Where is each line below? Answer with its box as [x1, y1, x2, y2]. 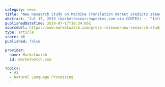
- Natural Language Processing [9, 75, 74, 80]
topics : [5, 65, 21, 71]
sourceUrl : [5, 25, 27, 30]
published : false [5, 39, 41, 44]
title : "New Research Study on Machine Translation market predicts [5, 12, 148, 17]
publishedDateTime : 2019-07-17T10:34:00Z [5, 21, 91, 26]
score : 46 [5, 35, 26, 40]
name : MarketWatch [9, 52, 48, 57]
